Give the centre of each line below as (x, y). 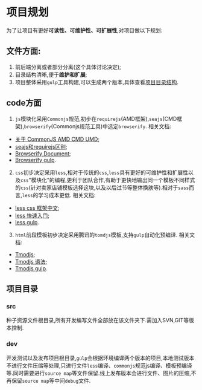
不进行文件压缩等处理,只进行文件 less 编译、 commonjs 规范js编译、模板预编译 (99, 365)
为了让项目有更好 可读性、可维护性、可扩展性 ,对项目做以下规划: (84, 30)
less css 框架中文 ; (37, 208)
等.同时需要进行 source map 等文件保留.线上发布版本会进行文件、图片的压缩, (99, 373)
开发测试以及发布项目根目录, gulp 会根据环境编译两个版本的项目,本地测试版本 (100, 358)
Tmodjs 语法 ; (31, 261)
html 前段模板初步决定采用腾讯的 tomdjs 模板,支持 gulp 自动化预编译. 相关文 (105, 235)
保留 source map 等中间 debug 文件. (51, 380)
